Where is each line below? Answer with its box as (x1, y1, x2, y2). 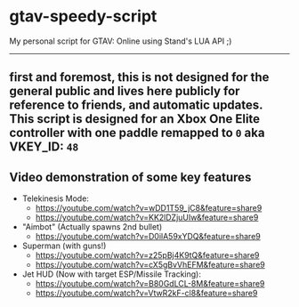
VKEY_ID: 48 (9, 140, 79, 155)
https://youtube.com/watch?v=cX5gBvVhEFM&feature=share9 (35, 260, 265, 271)
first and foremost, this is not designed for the (9, 69, 270, 85)
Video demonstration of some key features (9, 169, 252, 184)
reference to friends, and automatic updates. (9, 98, 263, 113)
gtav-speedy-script (9, 6, 158, 27)
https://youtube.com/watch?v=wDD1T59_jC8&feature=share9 (35, 203, 263, 214)
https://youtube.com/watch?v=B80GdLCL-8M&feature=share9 (35, 279, 265, 289)
